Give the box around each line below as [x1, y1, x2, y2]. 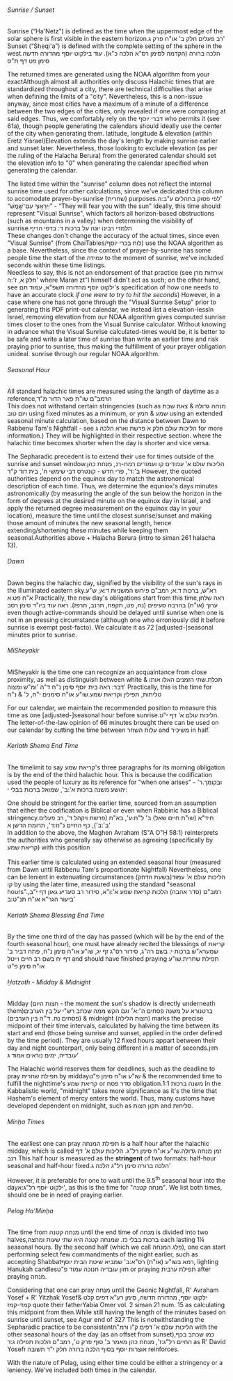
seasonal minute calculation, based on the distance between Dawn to [7, 417, 207, 425]
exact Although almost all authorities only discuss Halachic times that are [7, 77, 215, 86]
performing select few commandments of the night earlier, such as [7, 1250, 198, 1259]
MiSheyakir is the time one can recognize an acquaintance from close [7, 668, 207, 676]
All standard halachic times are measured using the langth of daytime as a [7, 387, 219, 396]
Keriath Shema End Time [7, 742, 79, 750]
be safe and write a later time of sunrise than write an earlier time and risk [7, 335, 219, 344]
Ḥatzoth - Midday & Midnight [7, 977, 91, 986]
